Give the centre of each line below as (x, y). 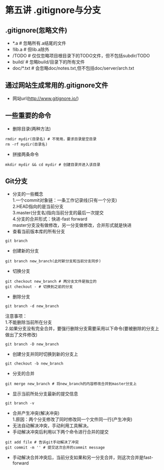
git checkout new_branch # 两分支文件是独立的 (51, 282)
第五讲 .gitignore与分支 (53, 10)
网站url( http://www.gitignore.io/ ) (45, 98)
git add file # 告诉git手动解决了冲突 (42, 443)
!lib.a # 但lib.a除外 (31, 49)
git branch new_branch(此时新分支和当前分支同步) (53, 261)
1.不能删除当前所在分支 (29, 322)
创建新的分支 (25, 251)
